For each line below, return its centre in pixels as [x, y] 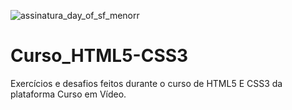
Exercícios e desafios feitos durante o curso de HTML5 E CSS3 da [146, 83]
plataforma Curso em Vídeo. [68, 94]
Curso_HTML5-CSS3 [99, 56]
